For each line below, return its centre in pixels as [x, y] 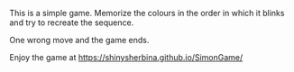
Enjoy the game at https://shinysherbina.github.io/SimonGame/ [126, 57]
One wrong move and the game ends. [79, 40]
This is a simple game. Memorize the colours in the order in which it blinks [147, 13]
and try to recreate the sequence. [72, 22]
